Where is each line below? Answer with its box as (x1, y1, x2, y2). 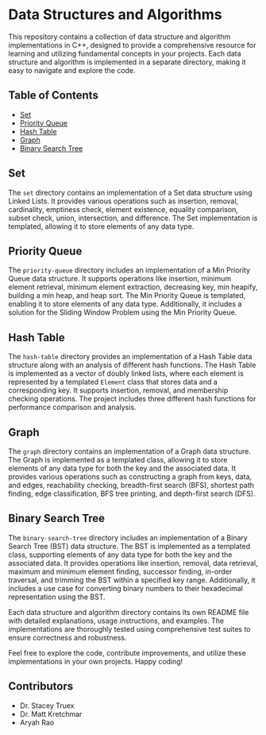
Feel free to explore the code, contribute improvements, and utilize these (8, 648, 246, 657)
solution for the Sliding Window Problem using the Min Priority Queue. (8, 308, 237, 317)
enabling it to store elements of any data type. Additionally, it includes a (8, 300, 242, 309)
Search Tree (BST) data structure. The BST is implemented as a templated (8, 541, 251, 551)
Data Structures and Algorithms (8, 6, 222, 24)
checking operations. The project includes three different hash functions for (8, 394, 256, 404)
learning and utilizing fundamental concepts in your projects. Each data (8, 48, 241, 58)
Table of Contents (8, 89, 99, 103)
